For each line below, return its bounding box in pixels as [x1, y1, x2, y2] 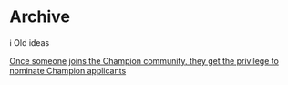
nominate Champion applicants [9, 65, 127, 76]
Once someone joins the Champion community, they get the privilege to [9, 55, 280, 66]
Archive [9, 6, 71, 27]
